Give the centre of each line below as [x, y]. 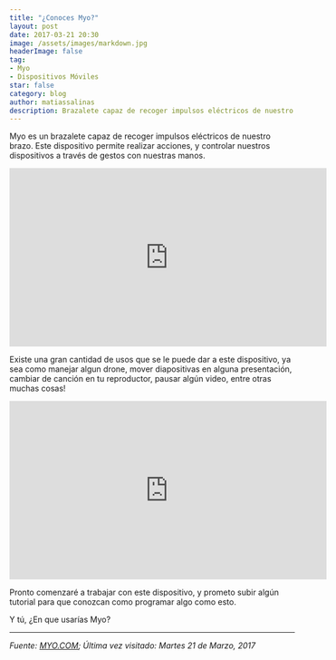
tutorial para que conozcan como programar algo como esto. [123, 602]
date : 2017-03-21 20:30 [54, 34]
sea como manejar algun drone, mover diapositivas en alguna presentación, [151, 369]
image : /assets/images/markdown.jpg [78, 43]
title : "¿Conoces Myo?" [54, 18]
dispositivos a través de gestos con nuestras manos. [107, 156]
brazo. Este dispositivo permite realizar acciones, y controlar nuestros [140, 146]
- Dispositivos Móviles [54, 77]
